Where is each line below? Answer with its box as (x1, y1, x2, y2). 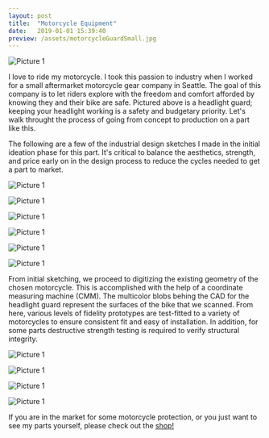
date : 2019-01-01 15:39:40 (8, 27, 106, 35)
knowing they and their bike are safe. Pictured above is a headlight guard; (8, 98, 253, 107)
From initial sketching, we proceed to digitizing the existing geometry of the (8, 274, 259, 284)
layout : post (8, 11, 52, 20)
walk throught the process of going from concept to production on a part (8, 115, 250, 125)
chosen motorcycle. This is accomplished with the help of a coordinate (8, 283, 243, 293)
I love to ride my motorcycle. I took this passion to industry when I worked (8, 72, 254, 81)
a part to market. (8, 165, 64, 174)
